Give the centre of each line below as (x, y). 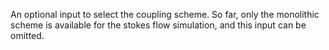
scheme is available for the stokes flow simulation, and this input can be (158, 25)
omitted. (27, 35)
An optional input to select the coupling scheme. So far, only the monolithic (165, 14)
